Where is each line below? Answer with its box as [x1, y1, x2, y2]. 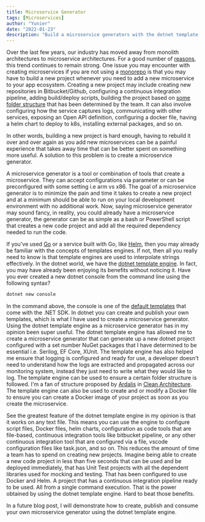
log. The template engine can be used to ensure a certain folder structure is [6, 374, 197, 381]
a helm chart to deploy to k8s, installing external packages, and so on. [6, 120, 183, 127]
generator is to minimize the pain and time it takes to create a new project [6, 189, 192, 197]
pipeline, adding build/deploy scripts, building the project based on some [6, 94, 191, 102]
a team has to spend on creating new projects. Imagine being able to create [6, 451, 197, 458]
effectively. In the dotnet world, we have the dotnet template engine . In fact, [6, 260, 198, 267]
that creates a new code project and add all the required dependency [6, 222, 181, 230]
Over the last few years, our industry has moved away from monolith [6, 48, 179, 56]
